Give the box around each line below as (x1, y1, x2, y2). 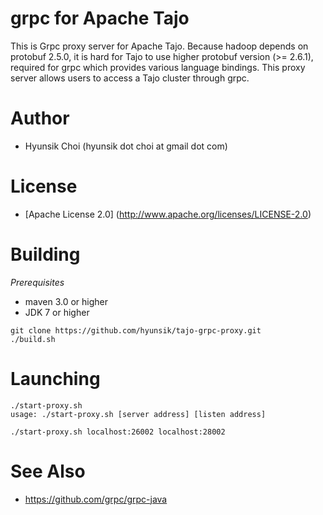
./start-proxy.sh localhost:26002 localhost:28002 (10, 427, 226, 437)
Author (10, 107, 70, 130)
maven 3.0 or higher (24, 295, 109, 307)
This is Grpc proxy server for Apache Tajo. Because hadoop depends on (10, 40, 309, 52)
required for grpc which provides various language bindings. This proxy (10, 61, 306, 73)
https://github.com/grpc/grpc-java (24, 493, 168, 505)
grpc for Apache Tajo (10, 7, 190, 30)
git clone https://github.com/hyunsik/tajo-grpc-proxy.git (10, 325, 262, 336)
